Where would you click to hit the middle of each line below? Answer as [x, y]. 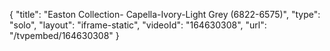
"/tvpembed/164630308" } [64, 35]
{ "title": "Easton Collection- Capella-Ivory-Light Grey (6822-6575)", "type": [165, 14]
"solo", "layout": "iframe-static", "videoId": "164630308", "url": [138, 25]
